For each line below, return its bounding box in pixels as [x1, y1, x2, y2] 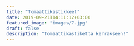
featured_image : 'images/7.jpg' [6, 20, 88, 26]
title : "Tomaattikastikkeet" [6, 8, 80, 15]
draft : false [6, 25, 39, 32]
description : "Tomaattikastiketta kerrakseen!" [6, 31, 129, 37]
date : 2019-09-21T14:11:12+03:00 [6, 14, 91, 20]
